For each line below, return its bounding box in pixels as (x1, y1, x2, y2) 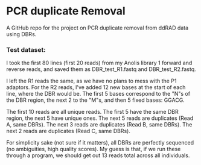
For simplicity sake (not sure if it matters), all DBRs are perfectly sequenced (6, 139, 194, 146)
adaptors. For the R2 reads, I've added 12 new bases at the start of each (6, 84, 186, 91)
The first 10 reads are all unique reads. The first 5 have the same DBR (6, 108, 179, 116)
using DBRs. (6, 30, 37, 37)
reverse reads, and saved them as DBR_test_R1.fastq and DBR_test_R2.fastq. (6, 66, 196, 73)
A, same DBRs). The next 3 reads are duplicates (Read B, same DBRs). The (6, 121, 193, 128)
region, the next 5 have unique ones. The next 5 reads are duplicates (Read (6, 114, 194, 122)
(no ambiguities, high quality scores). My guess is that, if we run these (6, 146, 181, 153)
